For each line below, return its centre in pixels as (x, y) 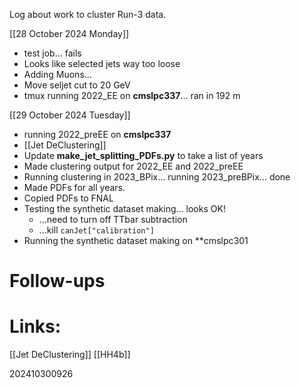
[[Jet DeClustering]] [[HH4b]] (70, 355)
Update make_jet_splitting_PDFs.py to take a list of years (143, 155)
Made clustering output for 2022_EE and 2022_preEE (133, 166)
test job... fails (52, 53)
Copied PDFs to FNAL (68, 198)
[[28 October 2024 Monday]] (69, 33)
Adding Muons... (57, 74)
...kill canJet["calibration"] (96, 230)
